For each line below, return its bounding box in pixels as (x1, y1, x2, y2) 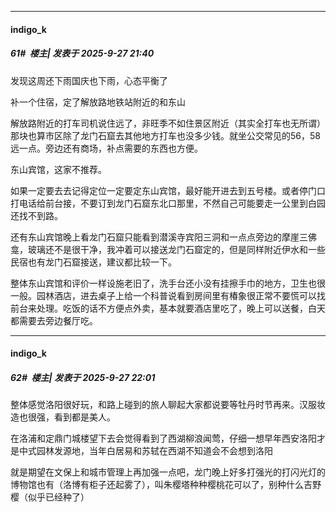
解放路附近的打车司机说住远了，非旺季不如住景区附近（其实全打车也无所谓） (10, 117, 326, 129)
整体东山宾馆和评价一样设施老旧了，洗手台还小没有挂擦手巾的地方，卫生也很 (10, 277, 326, 289)
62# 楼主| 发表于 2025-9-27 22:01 (10, 371, 156, 383)
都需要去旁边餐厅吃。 (10, 314, 98, 326)
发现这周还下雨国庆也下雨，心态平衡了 (10, 74, 168, 86)
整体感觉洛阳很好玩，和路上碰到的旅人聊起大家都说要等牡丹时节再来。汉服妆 (10, 399, 326, 411)
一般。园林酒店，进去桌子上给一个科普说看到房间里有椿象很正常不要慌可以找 (10, 289, 326, 301)
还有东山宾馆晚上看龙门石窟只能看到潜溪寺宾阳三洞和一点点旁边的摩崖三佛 (10, 231, 317, 243)
